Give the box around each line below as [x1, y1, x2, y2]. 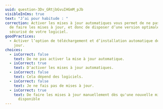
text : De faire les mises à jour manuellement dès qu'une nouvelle [14, 92, 153, 97]
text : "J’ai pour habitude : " [5, 16, 68, 21]
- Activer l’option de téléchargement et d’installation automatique [9, 39, 153, 43]
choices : [5, 47, 23, 52]
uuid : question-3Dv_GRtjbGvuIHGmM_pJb [5, 7, 83, 12]
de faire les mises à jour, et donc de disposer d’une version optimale [9, 25, 160, 30]
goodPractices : [5, 34, 36, 39]
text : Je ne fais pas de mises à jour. [14, 83, 95, 88]
